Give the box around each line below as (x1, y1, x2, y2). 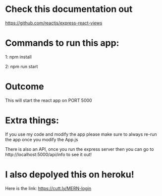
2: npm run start (5, 63, 38, 69)
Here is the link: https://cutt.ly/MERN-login (5, 185, 92, 191)
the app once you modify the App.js (5, 136, 78, 142)
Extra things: (5, 115, 59, 126)
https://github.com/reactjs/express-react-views (5, 20, 103, 26)
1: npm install (5, 54, 32, 60)
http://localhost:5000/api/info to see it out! (5, 151, 92, 157)
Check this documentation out (5, 3, 133, 15)
